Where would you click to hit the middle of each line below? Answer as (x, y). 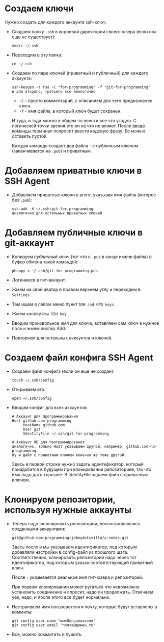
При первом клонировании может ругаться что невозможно (76, 587)
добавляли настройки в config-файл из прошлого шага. (70, 552)
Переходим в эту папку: (37, 55)
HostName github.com (44, 425)
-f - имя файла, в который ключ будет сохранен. (70, 111)
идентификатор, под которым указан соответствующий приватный (82, 563)
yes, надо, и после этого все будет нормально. (61, 597)
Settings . (21, 294)
